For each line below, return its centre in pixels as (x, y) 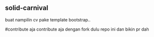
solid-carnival (27, 8)
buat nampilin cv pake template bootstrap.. (48, 19)
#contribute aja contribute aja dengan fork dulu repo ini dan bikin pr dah (77, 29)
